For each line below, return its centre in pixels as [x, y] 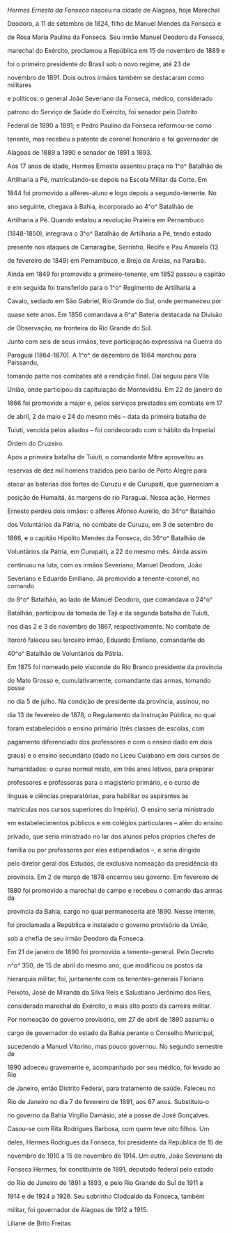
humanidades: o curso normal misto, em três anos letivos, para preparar [111, 769]
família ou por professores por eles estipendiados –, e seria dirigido [104, 850]
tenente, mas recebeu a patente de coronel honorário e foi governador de [113, 139]
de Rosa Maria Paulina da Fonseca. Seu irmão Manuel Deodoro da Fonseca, [116, 37]
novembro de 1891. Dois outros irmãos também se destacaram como [106, 77]
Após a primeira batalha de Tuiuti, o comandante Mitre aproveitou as [106, 457]
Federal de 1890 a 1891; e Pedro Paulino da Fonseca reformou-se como [110, 125]
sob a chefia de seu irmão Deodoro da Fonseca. [76, 938]
